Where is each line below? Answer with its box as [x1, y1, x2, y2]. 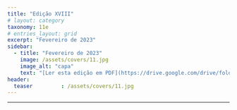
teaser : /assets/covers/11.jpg [13, 82, 134, 90]
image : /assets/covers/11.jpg [20, 56, 109, 63]
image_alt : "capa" [20, 63, 74, 70]
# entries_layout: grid [7, 30, 78, 37]
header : [7, 75, 30, 83]
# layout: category [7, 17, 65, 24]
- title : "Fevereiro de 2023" [13, 50, 102, 57]
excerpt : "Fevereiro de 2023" [7, 37, 97, 44]
